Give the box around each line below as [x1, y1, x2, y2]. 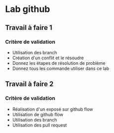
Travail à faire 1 [5, 23, 53, 32]
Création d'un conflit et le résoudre [12, 55, 84, 61]
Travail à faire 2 [5, 80, 54, 88]
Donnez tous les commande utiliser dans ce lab [12, 65, 110, 71]
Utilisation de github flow [12, 111, 63, 118]
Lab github [5, 3, 51, 15]
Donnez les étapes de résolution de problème [12, 60, 106, 66]
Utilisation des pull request [12, 122, 67, 128]
